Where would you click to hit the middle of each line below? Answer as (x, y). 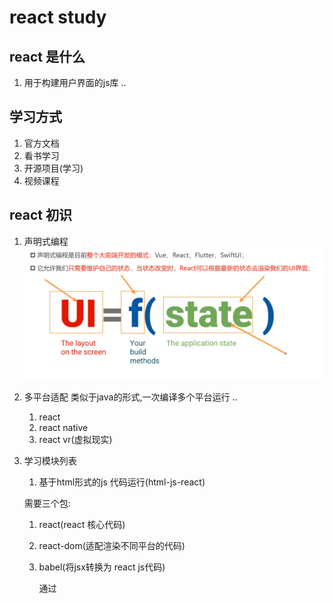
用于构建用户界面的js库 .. (75, 82)
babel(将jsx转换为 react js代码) (102, 567)
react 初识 (40, 215)
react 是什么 (47, 56)
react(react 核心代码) (82, 525)
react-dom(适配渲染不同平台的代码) (112, 546)
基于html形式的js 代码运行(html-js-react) (122, 482)
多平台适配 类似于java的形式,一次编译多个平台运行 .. (130, 397)
